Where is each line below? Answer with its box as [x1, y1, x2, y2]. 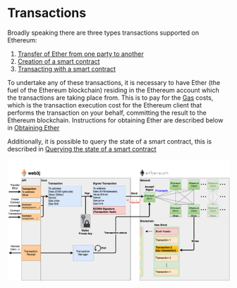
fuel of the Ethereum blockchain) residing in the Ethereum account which [7, 86, 220, 94]
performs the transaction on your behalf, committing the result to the [7, 108, 207, 117]
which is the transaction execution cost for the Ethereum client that [7, 100, 202, 109]
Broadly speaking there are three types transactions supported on [7, 28, 200, 37]
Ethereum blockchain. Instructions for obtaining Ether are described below [7, 115, 224, 125]
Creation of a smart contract [17, 57, 100, 65]
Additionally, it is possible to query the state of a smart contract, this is [7, 137, 212, 146]
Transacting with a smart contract [17, 64, 116, 73]
